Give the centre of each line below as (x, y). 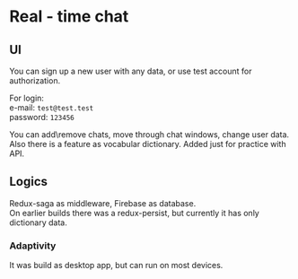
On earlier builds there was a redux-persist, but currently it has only (135, 213)
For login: (27, 98)
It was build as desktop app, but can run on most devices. (116, 266)
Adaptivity (33, 246)
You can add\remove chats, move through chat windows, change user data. (149, 135)
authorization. (35, 81)
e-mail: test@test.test (52, 108)
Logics (28, 182)
